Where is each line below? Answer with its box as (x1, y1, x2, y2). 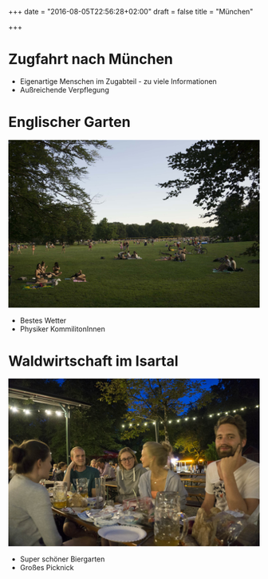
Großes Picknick (19, 563, 74, 573)
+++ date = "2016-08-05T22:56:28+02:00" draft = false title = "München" (8, 7, 254, 16)
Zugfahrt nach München (8, 50, 174, 69)
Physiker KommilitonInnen (19, 323, 105, 334)
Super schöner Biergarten (19, 554, 105, 564)
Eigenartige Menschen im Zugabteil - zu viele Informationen (19, 76, 217, 86)
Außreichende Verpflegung (19, 85, 109, 94)
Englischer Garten (8, 113, 131, 131)
